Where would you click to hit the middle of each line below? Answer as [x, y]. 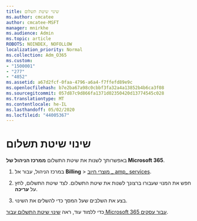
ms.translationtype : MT [35, 98]
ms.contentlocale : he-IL [36, 104]
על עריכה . [26, 189]
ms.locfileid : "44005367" [38, 115]
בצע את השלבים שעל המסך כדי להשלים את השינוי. [71, 200]
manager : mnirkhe [27, 28]
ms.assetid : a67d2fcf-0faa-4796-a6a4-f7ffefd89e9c [69, 83]
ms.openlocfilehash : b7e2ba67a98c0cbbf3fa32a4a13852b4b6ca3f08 [85, 88]
